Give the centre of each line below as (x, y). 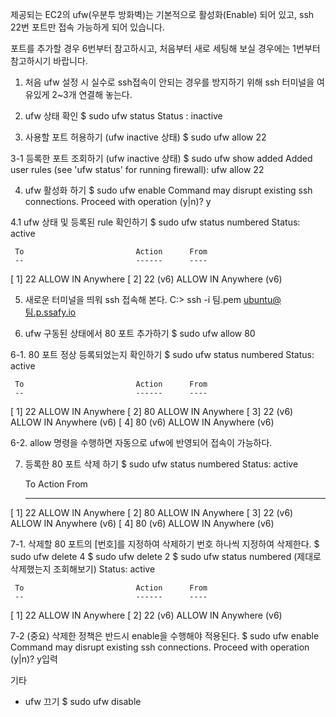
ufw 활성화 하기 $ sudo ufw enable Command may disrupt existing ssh (168, 190)
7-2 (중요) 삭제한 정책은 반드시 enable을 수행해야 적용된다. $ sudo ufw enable (165, 636)
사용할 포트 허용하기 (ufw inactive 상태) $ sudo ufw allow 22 (145, 137)
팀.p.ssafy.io (50, 312)
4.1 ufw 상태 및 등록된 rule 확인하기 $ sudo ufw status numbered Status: (155, 222)
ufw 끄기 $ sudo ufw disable (83, 701)
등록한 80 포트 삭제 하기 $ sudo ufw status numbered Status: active (161, 464)
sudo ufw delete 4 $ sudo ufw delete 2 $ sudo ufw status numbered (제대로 (166, 556)
